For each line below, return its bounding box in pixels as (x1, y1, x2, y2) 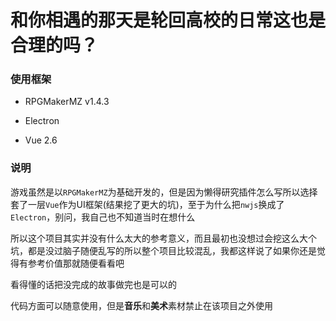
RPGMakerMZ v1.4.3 (24, 96, 110, 108)
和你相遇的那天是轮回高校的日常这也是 (10, 9, 327, 32)
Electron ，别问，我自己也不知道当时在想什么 (10, 211, 196, 223)
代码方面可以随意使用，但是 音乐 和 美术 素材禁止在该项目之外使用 (10, 299, 273, 311)
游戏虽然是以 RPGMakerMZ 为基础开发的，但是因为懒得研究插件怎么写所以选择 (10, 186, 318, 198)
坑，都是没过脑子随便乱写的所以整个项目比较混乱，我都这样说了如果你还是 (10, 244, 317, 256)
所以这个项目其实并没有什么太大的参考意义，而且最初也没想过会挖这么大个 (10, 232, 317, 244)
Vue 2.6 (24, 134, 58, 146)
